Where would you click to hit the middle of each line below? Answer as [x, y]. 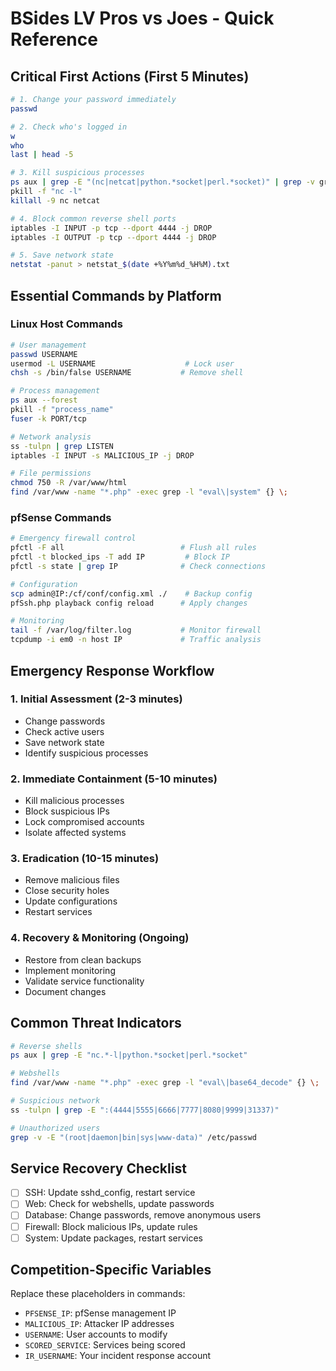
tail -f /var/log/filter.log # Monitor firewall [136, 630]
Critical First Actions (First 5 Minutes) [130, 76]
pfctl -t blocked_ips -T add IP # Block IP [120, 557]
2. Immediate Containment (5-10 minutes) [114, 779]
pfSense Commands [61, 517]
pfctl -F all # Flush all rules [133, 548]
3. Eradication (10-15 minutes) [85, 859]
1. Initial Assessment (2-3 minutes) [96, 699]
